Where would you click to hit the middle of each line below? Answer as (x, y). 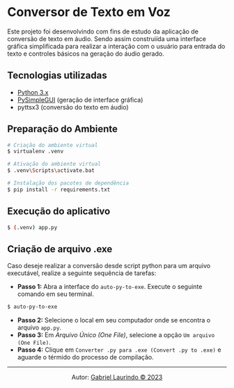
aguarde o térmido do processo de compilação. (86, 357)
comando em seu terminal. (55, 294)
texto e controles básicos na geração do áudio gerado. (86, 54)
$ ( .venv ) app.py (32, 227)
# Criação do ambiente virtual (53, 145)
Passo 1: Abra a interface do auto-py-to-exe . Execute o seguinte (110, 287)
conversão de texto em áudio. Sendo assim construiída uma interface (107, 38)
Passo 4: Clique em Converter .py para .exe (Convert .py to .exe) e (119, 350)
